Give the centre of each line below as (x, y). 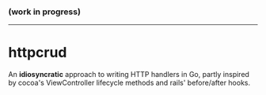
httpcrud (38, 53)
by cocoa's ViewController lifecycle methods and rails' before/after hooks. (129, 83)
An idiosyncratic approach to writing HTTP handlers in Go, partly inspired (129, 75)
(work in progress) (45, 12)
